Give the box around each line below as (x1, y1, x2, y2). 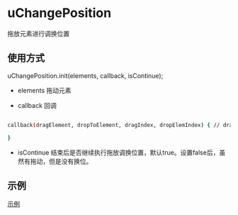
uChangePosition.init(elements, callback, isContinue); (7, 71, 164, 79)
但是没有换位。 (48, 157, 93, 165)
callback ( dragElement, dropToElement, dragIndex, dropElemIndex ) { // (7, 121, 220, 128)
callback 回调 (17, 101, 57, 109)
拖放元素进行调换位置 (7, 29, 69, 38)
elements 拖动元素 (17, 86, 72, 94)
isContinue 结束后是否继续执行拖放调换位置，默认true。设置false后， (17, 148, 220, 157)
